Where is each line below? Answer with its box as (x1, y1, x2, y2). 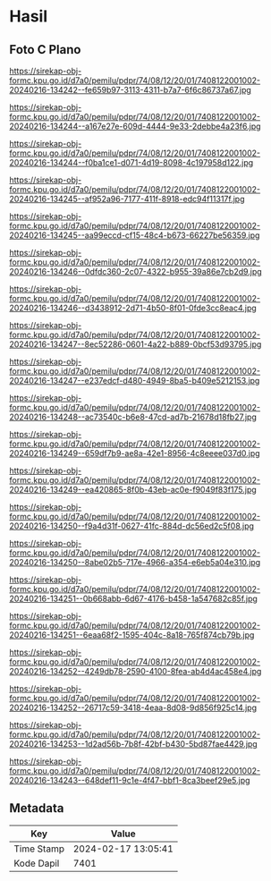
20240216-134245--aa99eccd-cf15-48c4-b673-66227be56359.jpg (9, 230, 260, 241)
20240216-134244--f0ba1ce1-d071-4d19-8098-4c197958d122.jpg (9, 157, 254, 167)
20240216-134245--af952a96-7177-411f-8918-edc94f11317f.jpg (9, 194, 245, 204)
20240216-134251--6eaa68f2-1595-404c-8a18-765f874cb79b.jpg (9, 630, 255, 640)
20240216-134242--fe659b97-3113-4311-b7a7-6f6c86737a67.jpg (9, 85, 252, 95)
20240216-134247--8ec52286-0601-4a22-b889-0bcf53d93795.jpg (9, 339, 262, 350)
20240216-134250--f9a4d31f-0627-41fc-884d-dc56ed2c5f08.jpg (9, 521, 255, 531)
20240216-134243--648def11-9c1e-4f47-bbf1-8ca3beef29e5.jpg (9, 775, 250, 785)
